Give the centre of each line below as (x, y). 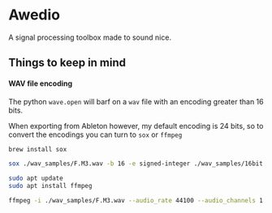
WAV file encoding (41, 83)
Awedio (35, 15)
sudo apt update (36, 179)
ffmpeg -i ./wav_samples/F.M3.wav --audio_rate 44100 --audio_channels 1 (136, 201)
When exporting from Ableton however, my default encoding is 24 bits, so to (136, 126)
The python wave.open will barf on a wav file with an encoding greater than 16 (136, 101)
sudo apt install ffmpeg (50, 186)
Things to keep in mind (67, 63)
